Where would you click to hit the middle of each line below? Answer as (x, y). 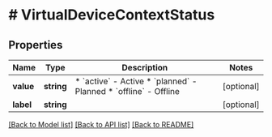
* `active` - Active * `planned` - (136, 81)
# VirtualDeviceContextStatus (112, 15)
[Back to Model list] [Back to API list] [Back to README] (101, 124)
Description (145, 68)
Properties (36, 45)
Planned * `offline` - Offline (127, 91)
